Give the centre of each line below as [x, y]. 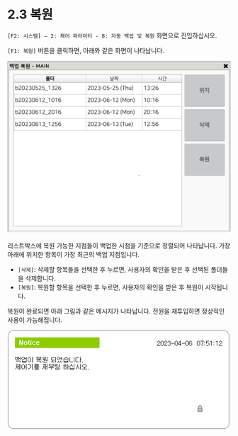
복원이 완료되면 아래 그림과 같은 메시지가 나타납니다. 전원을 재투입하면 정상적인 [116, 311]
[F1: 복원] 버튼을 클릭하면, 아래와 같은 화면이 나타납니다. [86, 50]
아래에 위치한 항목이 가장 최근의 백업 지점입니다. [74, 254]
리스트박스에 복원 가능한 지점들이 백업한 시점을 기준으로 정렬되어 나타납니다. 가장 [119, 246]
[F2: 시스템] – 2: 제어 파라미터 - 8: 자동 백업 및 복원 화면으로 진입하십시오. [112, 35]
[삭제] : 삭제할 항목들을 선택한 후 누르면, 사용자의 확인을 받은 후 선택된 [113, 269]
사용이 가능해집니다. [35, 320]
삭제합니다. [41, 278]
